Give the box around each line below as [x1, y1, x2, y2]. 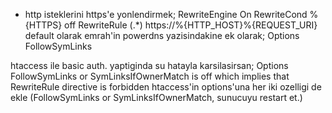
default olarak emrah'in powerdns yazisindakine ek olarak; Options [24, 30, 300, 41]
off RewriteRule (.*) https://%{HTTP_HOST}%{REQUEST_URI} [64, 19, 318, 31]
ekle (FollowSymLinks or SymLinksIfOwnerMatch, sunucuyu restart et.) [10, 92, 303, 103]
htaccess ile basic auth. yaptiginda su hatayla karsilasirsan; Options [10, 60, 289, 71]
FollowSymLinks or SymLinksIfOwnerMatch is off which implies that [10, 70, 290, 82]
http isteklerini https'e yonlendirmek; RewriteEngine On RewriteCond [24, 9, 308, 20]
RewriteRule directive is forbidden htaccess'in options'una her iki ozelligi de [10, 81, 322, 93]
